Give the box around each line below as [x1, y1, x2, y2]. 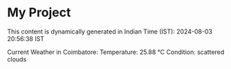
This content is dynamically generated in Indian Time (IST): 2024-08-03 [7, 27, 213, 36]
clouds [7, 55, 27, 63]
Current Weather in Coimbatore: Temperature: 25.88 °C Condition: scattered [7, 48, 225, 56]
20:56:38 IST [7, 34, 45, 42]
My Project [7, 5, 71, 20]
